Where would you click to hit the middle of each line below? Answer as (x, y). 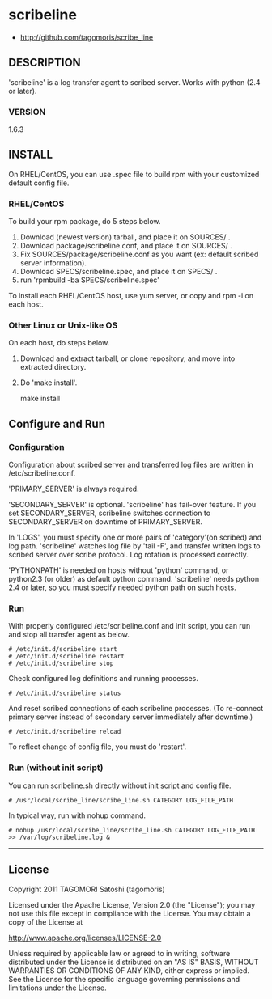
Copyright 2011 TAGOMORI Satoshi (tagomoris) (87, 889)
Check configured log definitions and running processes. (103, 679)
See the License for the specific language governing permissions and (124, 979)
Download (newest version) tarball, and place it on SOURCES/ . (125, 237)
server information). (53, 263)
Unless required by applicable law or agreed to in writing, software (119, 953)
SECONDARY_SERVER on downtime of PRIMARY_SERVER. (105, 522)
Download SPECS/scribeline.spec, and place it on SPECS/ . (119, 272)
